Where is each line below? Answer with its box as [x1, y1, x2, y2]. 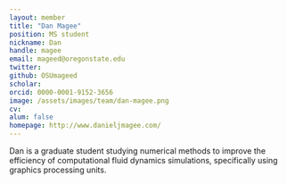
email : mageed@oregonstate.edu [9, 54, 126, 63]
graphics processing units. [9, 164, 107, 175]
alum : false [9, 113, 53, 121]
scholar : [9, 79, 42, 88]
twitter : [9, 63, 42, 72]
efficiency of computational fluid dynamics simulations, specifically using [9, 155, 278, 165]
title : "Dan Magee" [9, 21, 82, 30]
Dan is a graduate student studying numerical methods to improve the [9, 146, 266, 156]
